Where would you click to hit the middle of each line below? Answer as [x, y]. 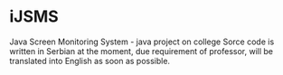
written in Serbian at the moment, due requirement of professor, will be [141, 51]
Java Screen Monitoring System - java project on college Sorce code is [142, 42]
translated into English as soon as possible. [90, 61]
